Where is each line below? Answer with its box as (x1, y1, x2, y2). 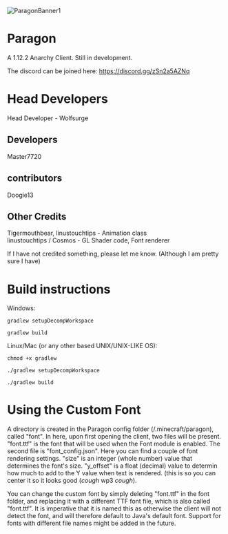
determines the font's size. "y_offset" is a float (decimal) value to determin (7, 461, 218, 470)
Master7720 (7, 152, 42, 160)
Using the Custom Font (7, 402, 141, 418)
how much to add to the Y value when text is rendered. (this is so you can (7, 469, 216, 477)
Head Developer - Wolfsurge (7, 114, 89, 122)
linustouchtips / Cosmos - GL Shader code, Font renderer (7, 236, 170, 245)
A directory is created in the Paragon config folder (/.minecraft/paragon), (7, 425, 214, 433)
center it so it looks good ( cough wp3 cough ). (7, 477, 137, 485)
